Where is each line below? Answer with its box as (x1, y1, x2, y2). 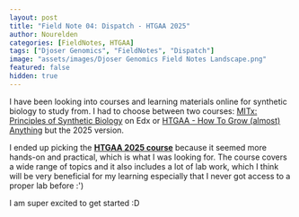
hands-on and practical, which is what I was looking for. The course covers (9, 152, 287, 162)
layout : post (9, 13, 58, 22)
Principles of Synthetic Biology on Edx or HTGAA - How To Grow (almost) (9, 115, 281, 126)
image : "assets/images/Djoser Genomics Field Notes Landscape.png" (9, 55, 268, 64)
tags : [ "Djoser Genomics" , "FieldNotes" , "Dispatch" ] (9, 47, 215, 56)
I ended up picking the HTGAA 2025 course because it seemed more (9, 142, 268, 152)
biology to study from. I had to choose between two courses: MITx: (9, 105, 258, 117)
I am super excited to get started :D (9, 197, 140, 208)
